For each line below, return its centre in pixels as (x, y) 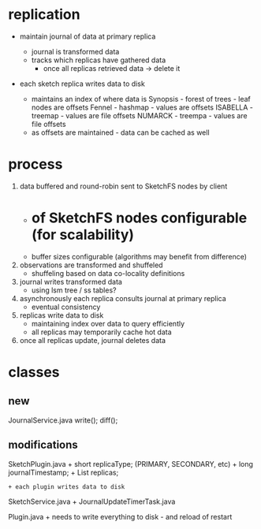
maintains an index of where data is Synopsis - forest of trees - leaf (141, 99)
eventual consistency (66, 307)
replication (44, 15)
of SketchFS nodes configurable (139, 218)
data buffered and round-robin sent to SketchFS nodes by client (123, 186)
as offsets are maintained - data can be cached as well (121, 132)
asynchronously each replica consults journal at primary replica (123, 298)
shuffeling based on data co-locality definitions (108, 273)
